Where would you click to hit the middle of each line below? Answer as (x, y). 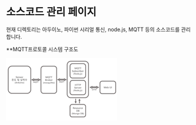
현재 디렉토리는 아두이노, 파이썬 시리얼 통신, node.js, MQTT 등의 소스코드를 (93, 29)
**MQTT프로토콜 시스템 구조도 (42, 49)
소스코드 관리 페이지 (52, 12)
